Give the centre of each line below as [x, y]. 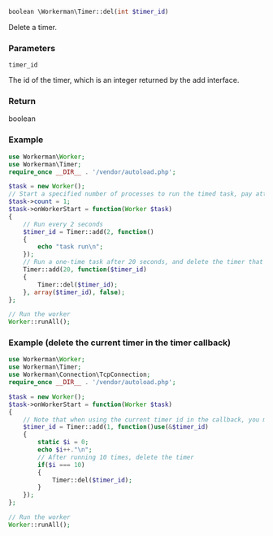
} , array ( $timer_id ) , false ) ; [74, 292]
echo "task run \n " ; [71, 247]
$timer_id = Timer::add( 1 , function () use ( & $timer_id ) [116, 427]
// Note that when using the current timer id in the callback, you [141, 419]
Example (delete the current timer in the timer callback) [120, 343]
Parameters [32, 48]
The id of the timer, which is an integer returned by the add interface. [124, 80]
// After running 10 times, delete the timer [116, 457]
